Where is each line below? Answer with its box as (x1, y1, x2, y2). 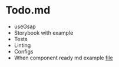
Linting (14, 42, 31, 49)
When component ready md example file (14, 54, 113, 61)
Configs (14, 48, 34, 55)
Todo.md (5, 4, 51, 17)
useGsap (14, 23, 36, 30)
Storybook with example (14, 29, 74, 36)
